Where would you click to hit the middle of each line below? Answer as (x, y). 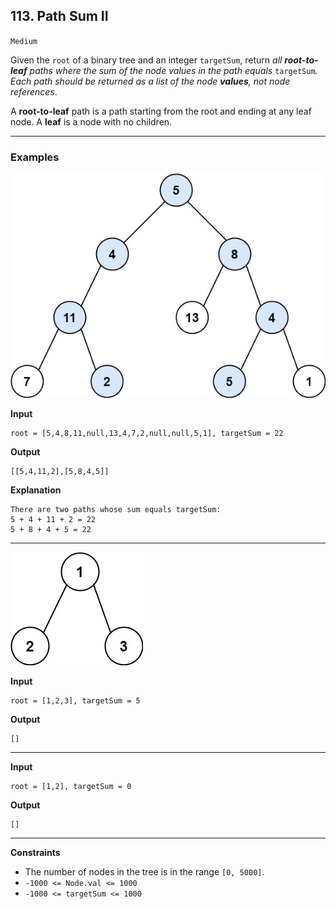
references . (34, 91)
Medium (24, 41)
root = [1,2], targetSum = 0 (71, 786)
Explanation (36, 490)
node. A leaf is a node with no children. (91, 121)
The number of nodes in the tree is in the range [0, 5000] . (144, 871)
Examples (35, 157)
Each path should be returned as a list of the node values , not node (150, 81)
